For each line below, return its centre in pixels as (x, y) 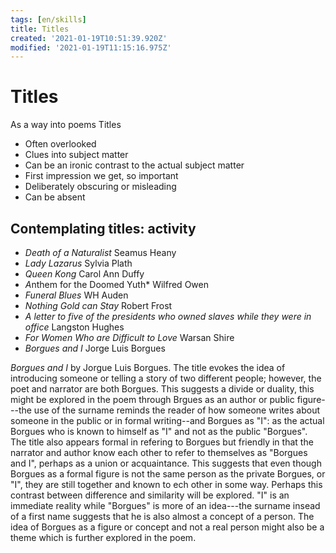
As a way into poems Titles (66, 125)
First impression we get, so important (101, 176)
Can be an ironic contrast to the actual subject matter (134, 165)
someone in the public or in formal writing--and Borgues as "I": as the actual (167, 420)
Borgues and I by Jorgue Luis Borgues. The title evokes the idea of (148, 367)
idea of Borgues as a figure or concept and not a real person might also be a (167, 527)
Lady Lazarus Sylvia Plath (78, 263)
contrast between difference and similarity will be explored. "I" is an (150, 495)
